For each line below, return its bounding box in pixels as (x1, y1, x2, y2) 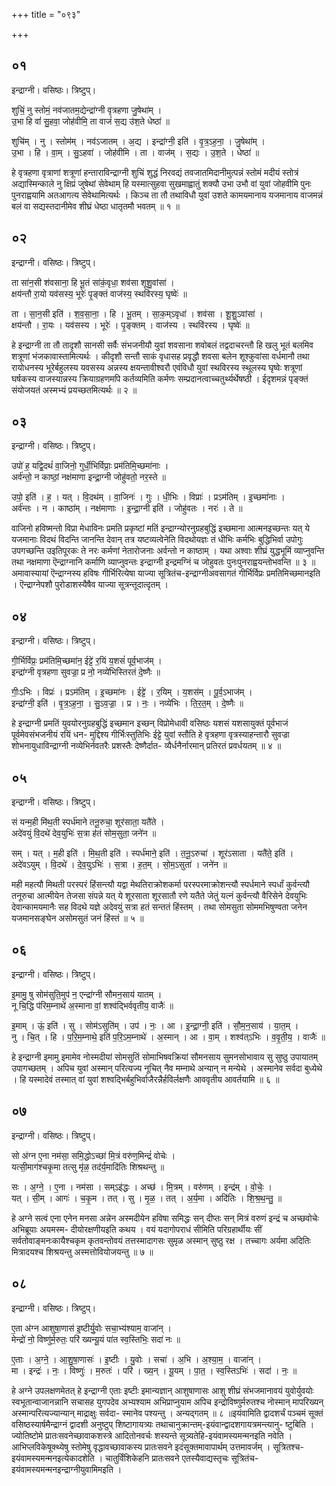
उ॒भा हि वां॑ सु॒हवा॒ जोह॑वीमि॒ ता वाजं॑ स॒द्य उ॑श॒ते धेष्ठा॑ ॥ (11, 115, 170, 127)
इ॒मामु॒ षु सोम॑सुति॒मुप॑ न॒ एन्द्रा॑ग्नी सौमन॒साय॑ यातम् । (11, 988, 163, 1000)
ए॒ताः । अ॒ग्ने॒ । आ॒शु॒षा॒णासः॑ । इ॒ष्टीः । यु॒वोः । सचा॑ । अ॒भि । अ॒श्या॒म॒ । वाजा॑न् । (11, 1353, 262, 1365)
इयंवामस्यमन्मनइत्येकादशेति (11, 1452, 95, 1464)
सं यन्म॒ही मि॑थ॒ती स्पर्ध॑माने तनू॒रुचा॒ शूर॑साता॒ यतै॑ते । (11, 816, 165, 828)
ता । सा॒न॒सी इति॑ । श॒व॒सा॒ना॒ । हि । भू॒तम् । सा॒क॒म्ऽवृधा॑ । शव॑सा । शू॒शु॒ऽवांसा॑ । (11, 307, 264, 319)
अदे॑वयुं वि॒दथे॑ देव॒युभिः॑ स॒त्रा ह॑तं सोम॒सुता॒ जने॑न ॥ (11, 827, 157, 839)
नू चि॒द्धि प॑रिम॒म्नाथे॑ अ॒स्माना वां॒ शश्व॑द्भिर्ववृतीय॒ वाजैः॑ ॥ (11, 999, 174, 1011)
